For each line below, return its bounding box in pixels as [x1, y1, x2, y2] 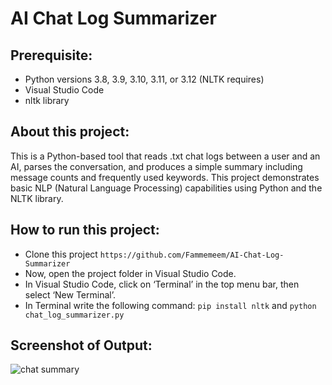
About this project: [10, 123, 130, 141]
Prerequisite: [10, 47, 93, 64]
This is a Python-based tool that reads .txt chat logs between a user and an [10, 150, 321, 162]
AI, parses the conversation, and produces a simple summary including [10, 160, 303, 172]
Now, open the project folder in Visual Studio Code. [24, 267, 237, 279]
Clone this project [24, 248, 98, 260]
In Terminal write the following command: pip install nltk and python [24, 299, 317, 311]
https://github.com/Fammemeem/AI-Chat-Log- [99, 250, 285, 260]
